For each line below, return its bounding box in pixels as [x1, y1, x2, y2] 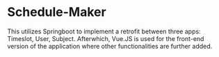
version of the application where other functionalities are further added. [7, 42, 213, 50]
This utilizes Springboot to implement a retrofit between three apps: [7, 27, 201, 35]
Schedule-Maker [7, 4, 106, 20]
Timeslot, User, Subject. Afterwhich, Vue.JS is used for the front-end [7, 34, 204, 42]
